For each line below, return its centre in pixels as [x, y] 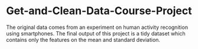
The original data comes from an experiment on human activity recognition [97, 27]
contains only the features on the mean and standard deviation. [83, 40]
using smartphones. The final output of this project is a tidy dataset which [96, 33]
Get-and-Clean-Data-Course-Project [99, 11]
